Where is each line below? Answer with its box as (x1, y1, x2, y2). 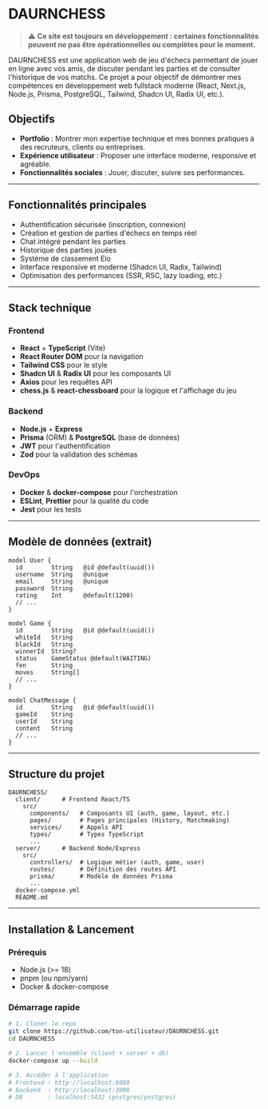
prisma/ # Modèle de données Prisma (29, 872, 173, 880)
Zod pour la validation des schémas (19, 449, 138, 459)
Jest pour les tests (19, 505, 82, 514)
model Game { (8, 619, 52, 628)
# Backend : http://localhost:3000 (8, 1086, 130, 1094)
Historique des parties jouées (19, 245, 117, 254)
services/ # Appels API (29, 824, 124, 832)
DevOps (8, 469, 41, 481)
